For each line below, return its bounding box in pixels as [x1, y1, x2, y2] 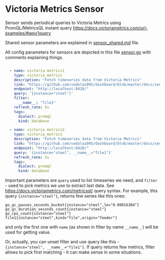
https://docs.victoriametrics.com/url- [73, 25, 148, 30]
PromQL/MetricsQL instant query [5, 25, 72, 30]
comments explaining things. [5, 54, 63, 60]
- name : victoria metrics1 [9, 68, 65, 73]
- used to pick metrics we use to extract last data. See [5, 183, 114, 189]
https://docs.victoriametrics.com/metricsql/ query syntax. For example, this [5, 188, 158, 194]
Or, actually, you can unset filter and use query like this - [5, 239, 119, 245]
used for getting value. [5, 230, 51, 235]
